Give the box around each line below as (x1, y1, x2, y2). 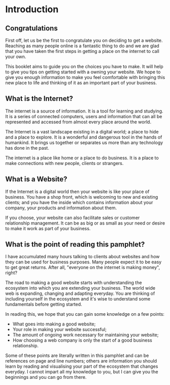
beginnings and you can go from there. (5, 374, 87, 380)
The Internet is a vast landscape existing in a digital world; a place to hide (5, 128, 159, 134)
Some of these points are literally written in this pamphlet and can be (5, 352, 149, 359)
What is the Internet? (5, 94, 74, 103)
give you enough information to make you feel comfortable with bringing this (5, 74, 165, 80)
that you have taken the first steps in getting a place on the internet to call (5, 48, 160, 54)
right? (5, 270, 18, 276)
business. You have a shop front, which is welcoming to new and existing (5, 194, 158, 200)
